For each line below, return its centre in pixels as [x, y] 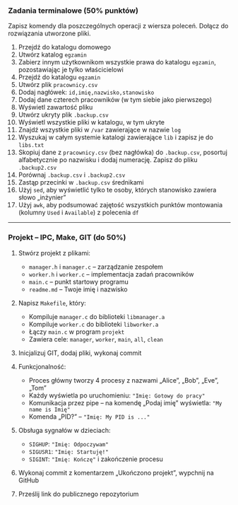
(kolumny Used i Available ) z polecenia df [79, 213]
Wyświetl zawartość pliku [55, 108]
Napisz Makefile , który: [52, 303]
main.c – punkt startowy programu [79, 281]
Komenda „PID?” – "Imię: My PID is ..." [89, 417]
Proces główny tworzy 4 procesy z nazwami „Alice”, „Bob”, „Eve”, [124, 380]
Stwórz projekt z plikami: [54, 253]
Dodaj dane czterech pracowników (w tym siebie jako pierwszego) [115, 100]
